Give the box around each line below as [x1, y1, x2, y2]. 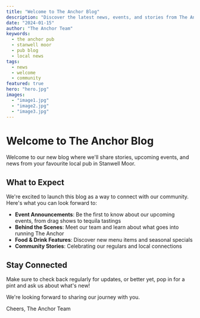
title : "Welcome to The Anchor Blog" [6, 8, 100, 15]
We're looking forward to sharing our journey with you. [6, 293, 140, 301]
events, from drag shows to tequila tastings [14, 217, 121, 225]
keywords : [6, 31, 31, 37]
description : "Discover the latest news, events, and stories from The [6, 14, 187, 20]
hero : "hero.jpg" [6, 86, 49, 92]
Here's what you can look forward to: [6, 199, 97, 207]
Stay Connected [6, 260, 67, 270]
